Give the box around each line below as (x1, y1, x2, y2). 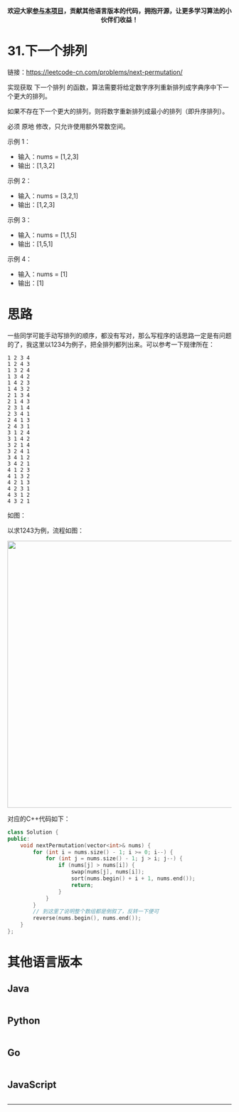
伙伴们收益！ (100, 16, 139, 23)
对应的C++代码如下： (7, 814, 70, 823)
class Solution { (7, 829, 59, 836)
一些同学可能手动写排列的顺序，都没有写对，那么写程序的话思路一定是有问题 (7, 331, 232, 340)
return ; (70, 881, 94, 888)
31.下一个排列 (7, 43, 87, 59)
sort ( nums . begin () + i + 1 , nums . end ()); (70, 875, 196, 882)
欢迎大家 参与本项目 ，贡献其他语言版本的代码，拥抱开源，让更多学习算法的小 (7, 6, 232, 15)
